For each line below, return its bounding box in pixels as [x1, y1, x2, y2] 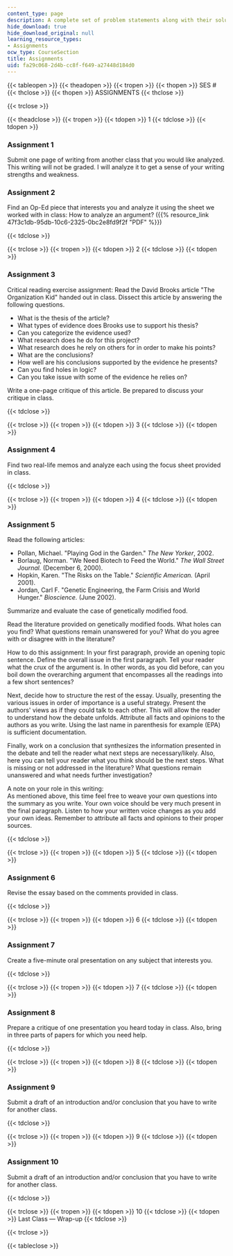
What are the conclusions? [17, 350, 94, 359]
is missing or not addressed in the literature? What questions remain [7, 764, 202, 772]
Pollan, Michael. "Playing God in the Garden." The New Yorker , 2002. [17, 549, 214, 557]
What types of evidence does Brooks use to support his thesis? [17, 321, 199, 330]
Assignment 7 [7, 940, 55, 950]
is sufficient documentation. [7, 728, 87, 736]
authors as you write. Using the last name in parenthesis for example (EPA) [7, 721, 221, 729]
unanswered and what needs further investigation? [7, 771, 153, 779]
